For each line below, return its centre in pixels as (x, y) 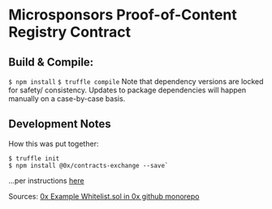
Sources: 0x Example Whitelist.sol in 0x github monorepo (104, 196)
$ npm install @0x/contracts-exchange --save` (89, 165)
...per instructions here (46, 181)
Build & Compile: (51, 62)
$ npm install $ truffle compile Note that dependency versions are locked (136, 81)
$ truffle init (34, 158)
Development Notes (60, 124)
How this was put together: (54, 143)
